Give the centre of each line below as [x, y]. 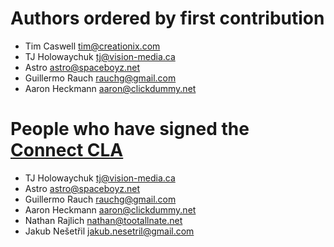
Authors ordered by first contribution [167, 18]
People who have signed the [130, 129]
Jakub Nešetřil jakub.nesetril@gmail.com [109, 231]
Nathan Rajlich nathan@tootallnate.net [103, 220]
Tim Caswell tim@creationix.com [92, 46]
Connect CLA [67, 150]
